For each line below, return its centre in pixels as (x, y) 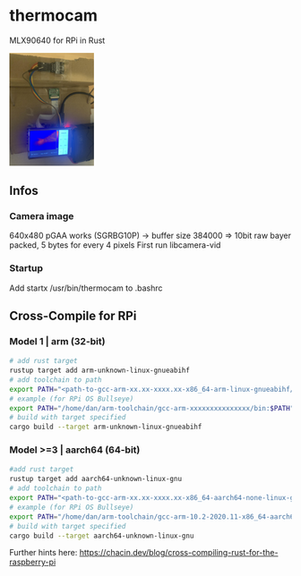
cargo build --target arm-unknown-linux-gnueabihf (106, 427)
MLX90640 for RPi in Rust (57, 40)
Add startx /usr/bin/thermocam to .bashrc (86, 288)
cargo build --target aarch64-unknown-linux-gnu (102, 536)
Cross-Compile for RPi (73, 315)
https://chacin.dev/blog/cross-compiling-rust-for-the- (179, 553)
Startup (26, 268)
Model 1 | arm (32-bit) (57, 341)
